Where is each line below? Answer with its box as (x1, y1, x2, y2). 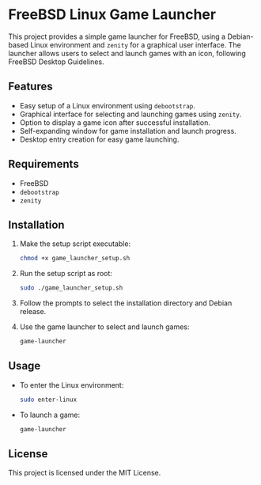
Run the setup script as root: (19, 269, 113, 278)
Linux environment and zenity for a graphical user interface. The (30, 40, 241, 49)
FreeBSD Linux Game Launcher (8, 6, 216, 24)
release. (19, 307, 47, 316)
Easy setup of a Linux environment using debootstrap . (19, 100, 195, 110)
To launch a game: (19, 410, 81, 419)
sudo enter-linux (19, 396, 78, 404)
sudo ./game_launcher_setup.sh (19, 284, 123, 292)
